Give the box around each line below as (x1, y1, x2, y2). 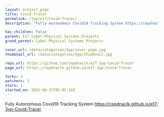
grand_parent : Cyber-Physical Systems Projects (5, 39, 104, 44)
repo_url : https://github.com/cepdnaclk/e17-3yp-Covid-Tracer (5, 60, 134, 66)
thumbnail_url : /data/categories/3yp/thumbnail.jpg (5, 52, 112, 57)
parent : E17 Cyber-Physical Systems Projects (5, 34, 99, 39)
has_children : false (5, 30, 47, 35)
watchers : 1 (5, 78, 29, 83)
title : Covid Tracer (5, 12, 47, 17)
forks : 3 (5, 74, 23, 79)
